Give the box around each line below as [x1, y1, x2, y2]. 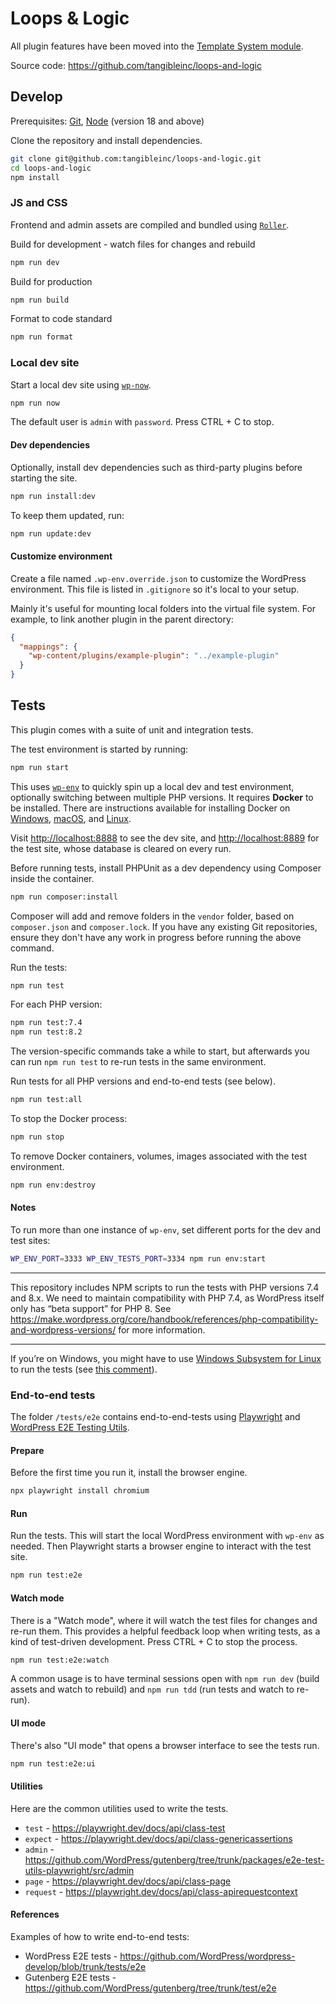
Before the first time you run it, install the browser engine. [10, 1467, 248, 1479]
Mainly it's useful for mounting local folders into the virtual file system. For [10, 602, 317, 614]
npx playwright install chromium [10, 1486, 150, 1496]
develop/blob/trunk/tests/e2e [24, 1960, 147, 1972]
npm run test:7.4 [10, 1018, 83, 1028]
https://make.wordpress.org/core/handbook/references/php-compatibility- [10, 1313, 319, 1325]
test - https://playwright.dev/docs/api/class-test [24, 1822, 226, 1834]
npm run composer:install [10, 892, 118, 902]
